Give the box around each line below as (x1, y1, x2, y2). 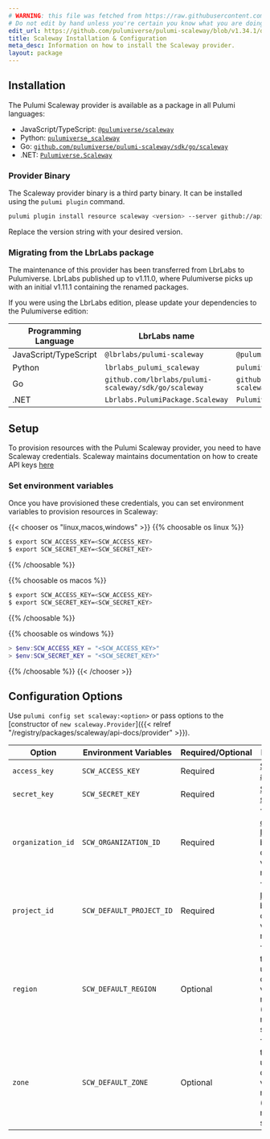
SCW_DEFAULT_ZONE (81, 1078, 149, 1088)
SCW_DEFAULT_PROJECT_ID (81, 906, 173, 916)
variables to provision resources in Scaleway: (8, 507, 158, 517)
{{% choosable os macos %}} (8, 576, 107, 585)
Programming (27, 326, 82, 337)
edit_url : (8, 27, 42, 35)
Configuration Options (8, 690, 123, 703)
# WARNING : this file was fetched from (8, 11, 142, 20)
